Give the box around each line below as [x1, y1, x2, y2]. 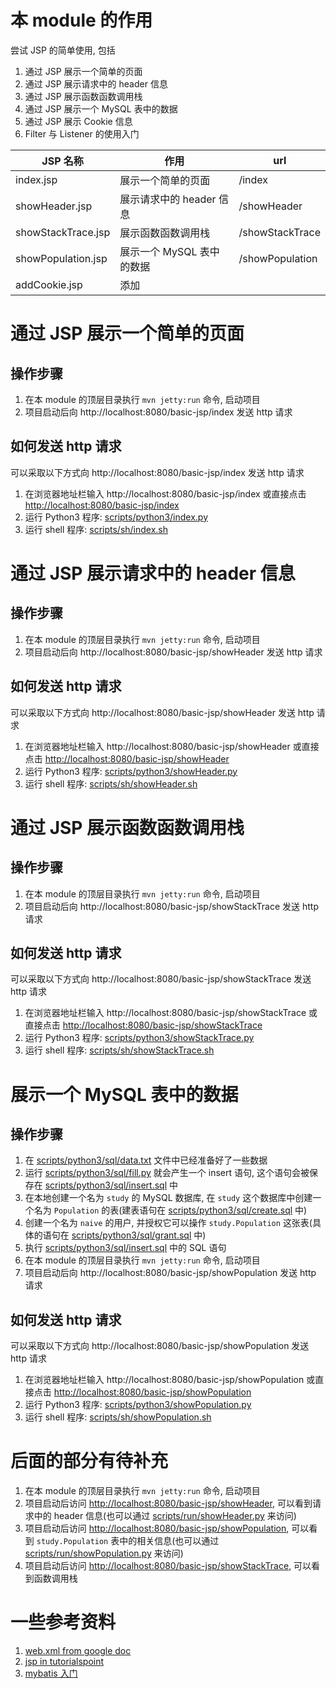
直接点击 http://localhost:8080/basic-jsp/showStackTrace [24, 1019, 263, 1031]
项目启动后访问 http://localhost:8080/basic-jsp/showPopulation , [24, 1522, 290, 1535]
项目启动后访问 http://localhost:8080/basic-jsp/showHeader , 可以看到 [24, 1497, 313, 1510]
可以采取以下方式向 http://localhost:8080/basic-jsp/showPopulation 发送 [10, 1340, 310, 1352]
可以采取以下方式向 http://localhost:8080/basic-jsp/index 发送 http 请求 [10, 466, 305, 478]
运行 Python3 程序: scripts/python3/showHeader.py [24, 765, 238, 777]
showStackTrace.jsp [15, 225, 111, 239]
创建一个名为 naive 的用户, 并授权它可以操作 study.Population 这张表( [24, 1217, 313, 1229]
